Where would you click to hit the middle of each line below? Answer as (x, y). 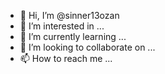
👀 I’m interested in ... (62, 26)
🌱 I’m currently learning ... (73, 36)
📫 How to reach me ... (66, 58)
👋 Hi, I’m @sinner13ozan (69, 15)
